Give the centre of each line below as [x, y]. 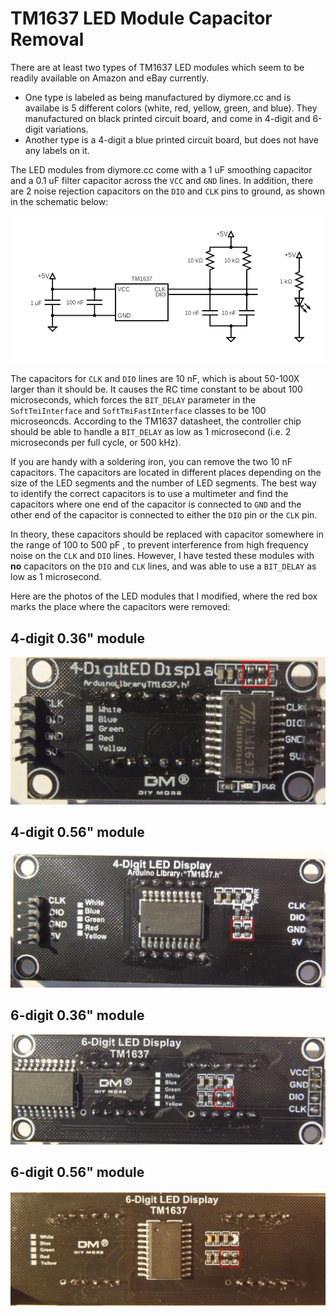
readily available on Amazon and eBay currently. [109, 78]
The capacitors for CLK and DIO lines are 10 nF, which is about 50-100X [155, 379]
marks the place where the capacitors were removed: [120, 607]
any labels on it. [57, 150]
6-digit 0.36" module [77, 1015]
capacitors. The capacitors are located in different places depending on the [166, 473]
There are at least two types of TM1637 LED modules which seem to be [157, 67]
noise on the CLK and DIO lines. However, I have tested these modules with [162, 556]
